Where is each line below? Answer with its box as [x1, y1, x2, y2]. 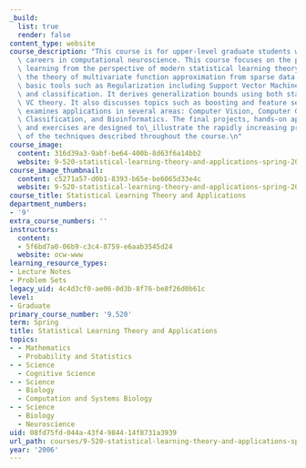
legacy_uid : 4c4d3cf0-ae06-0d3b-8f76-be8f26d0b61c [9, 284, 206, 293]
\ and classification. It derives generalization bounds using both [17, 89, 283, 98]
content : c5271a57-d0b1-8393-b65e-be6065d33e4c [17, 174, 202, 183]
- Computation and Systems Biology [17, 394, 153, 403]
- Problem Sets [9, 276, 67, 285]
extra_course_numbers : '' [9, 216, 107, 226]
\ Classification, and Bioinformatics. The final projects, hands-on [17, 115, 287, 124]
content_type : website [9, 38, 96, 48]
